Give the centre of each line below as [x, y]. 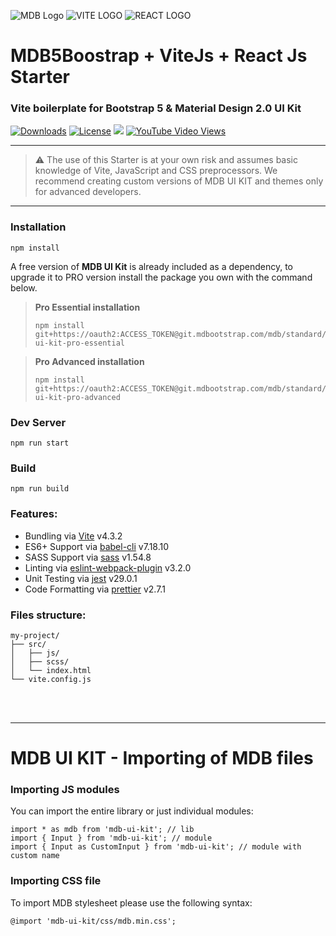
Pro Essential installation [87, 307]
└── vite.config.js [51, 679]
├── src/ [28, 644]
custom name [35, 856]
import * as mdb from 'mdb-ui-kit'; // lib [102, 830]
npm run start [40, 443]
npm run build [40, 489]
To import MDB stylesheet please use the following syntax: [131, 902]
